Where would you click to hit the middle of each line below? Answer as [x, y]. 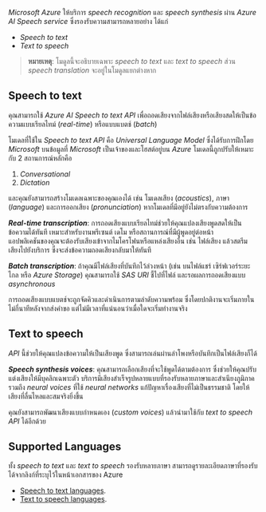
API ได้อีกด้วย [27, 421]
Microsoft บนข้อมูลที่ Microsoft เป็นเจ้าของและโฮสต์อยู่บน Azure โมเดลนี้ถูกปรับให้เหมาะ [131, 149]
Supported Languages [65, 447]
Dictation [35, 182]
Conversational [45, 174]
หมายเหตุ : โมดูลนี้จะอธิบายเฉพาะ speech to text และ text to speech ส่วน [132, 61]
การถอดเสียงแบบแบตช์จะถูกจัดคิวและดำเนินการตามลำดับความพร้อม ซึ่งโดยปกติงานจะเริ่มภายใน [131, 299]
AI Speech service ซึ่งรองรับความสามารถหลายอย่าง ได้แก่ [88, 21]
